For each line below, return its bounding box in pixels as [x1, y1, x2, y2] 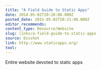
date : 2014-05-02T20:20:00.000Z [5, 12, 74, 17]
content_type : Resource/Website [5, 26, 74, 31]
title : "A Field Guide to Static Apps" [5, 7, 90, 13]
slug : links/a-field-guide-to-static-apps [5, 31, 96, 36]
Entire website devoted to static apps [5, 59, 83, 65]
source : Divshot [5, 36, 40, 41]
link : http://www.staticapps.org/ [5, 41, 79, 46]
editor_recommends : [5, 21, 47, 27]
